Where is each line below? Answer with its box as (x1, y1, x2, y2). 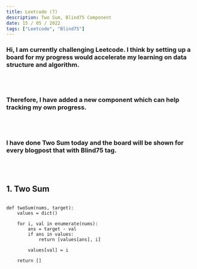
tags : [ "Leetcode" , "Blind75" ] (6, 25, 85, 32)
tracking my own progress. (6, 103, 87, 112)
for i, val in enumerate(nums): (17, 221, 98, 227)
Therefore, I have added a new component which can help (6, 96, 180, 104)
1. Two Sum (6, 183, 50, 194)
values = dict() (17, 210, 58, 216)
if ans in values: (28, 231, 74, 237)
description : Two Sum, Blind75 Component (6, 14, 112, 21)
